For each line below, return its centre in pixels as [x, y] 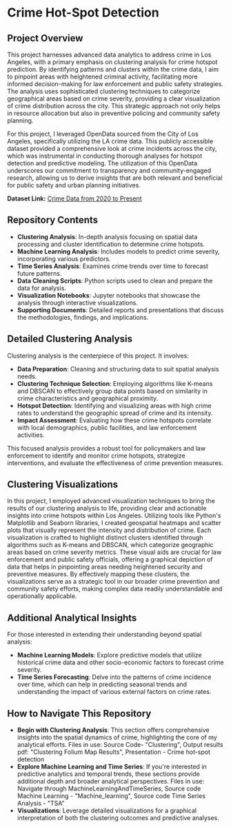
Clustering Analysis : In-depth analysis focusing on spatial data [107, 236]
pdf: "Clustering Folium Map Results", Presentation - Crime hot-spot [114, 752]
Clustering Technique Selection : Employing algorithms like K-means [115, 383]
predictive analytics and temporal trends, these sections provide [108, 774]
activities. [31, 435]
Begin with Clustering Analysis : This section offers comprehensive [113, 730]
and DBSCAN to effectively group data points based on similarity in [112, 391]
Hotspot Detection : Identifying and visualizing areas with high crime [114, 405]
